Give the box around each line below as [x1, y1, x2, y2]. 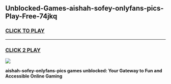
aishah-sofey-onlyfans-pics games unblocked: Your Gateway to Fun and [5, 67, 162, 73]
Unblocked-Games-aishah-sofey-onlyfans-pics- [5, 4, 164, 13]
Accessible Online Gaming [5, 73, 63, 79]
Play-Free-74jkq [5, 12, 58, 21]
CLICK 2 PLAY [5, 46, 41, 53]
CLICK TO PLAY [5, 27, 45, 35]
